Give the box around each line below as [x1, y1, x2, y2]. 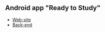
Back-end [12, 22, 33, 28]
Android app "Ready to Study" [5, 4, 101, 12]
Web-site [12, 16, 31, 22]
